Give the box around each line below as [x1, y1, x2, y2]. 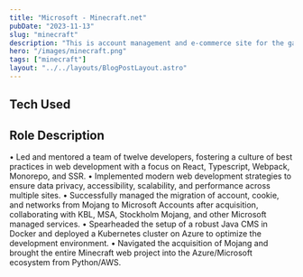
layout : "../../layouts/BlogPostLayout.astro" [9, 64, 188, 73]
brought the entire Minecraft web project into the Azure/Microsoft [9, 247, 252, 258]
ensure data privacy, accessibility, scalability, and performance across [9, 180, 271, 191]
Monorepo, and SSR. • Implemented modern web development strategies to [9, 171, 291, 181]
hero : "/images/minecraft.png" [9, 47, 127, 56]
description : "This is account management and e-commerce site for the [9, 38, 284, 48]
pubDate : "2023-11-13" [9, 22, 95, 31]
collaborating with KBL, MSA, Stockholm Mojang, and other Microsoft [9, 209, 267, 220]
